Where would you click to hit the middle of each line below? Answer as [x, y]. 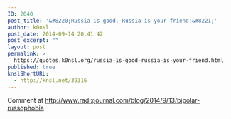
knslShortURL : [28, 73]
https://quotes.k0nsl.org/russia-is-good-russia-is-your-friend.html [119, 61]
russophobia [26, 108]
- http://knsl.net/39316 [50, 80]
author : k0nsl [28, 27]
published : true [31, 67]
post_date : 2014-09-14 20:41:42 [55, 34]
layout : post [27, 47]
